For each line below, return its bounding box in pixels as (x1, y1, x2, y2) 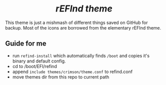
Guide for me (5, 39, 46, 48)
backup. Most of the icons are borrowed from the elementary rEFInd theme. (5, 24, 161, 30)
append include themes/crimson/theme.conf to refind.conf (12, 68, 133, 74)
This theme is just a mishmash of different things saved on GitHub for (5, 19, 148, 25)
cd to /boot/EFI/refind (12, 63, 57, 69)
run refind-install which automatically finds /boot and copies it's (12, 52, 150, 58)
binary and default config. (12, 58, 66, 64)
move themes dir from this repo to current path (12, 73, 109, 80)
